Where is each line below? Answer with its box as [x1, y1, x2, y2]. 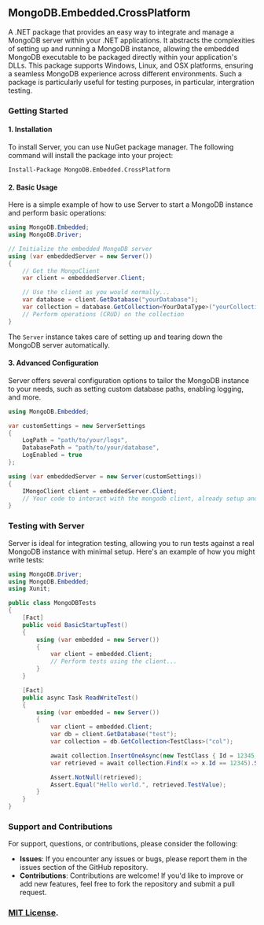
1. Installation [8, 125, 53, 135]
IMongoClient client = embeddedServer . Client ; [22, 487, 178, 495]
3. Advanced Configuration [8, 358, 99, 368]
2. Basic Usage [8, 182, 58, 192]
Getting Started [8, 105, 68, 116]
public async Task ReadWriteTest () [22, 694, 139, 702]
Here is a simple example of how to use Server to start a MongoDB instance [8, 200, 254, 209]
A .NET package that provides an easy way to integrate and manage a [8, 27, 234, 36]
